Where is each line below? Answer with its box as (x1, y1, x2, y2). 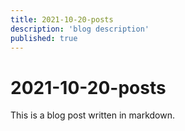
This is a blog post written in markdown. (10, 109, 176, 121)
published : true (10, 33, 78, 43)
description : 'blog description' (10, 24, 150, 34)
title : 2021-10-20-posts (10, 14, 114, 25)
